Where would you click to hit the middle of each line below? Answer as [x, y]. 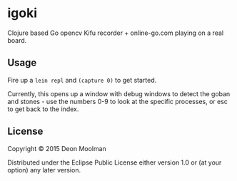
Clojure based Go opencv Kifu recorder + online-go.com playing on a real [115, 33]
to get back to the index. [43, 109]
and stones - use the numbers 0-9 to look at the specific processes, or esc [118, 101]
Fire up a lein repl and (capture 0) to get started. [82, 80]
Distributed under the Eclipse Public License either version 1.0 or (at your [115, 162]
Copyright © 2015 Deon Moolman [57, 148]
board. [17, 40]
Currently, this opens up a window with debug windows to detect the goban [119, 93]
